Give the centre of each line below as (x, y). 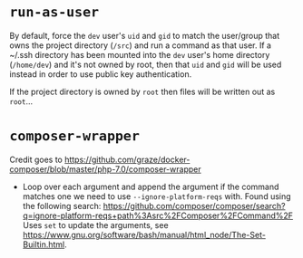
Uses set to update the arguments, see (96, 225)
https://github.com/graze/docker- (127, 159)
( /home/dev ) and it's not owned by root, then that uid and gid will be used (146, 64)
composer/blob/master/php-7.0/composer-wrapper (105, 169)
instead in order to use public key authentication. (101, 74)
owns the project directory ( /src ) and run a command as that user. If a (141, 45)
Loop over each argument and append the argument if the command (151, 186)
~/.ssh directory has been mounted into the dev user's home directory (140, 54)
